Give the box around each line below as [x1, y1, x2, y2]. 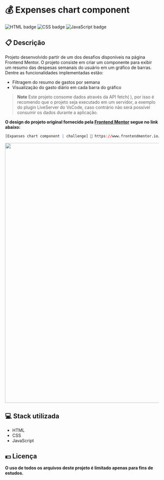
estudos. [5, 470, 23, 476]
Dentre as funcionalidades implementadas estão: [5, 69, 103, 75]
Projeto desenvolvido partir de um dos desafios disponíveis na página [5, 54, 145, 60]
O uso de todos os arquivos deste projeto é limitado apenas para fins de [5, 465, 153, 471]
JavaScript [12, 438, 34, 444]
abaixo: [5, 124, 21, 130]
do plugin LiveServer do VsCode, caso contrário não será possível [17, 104, 150, 110]
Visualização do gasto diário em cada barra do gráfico [12, 84, 122, 90]
